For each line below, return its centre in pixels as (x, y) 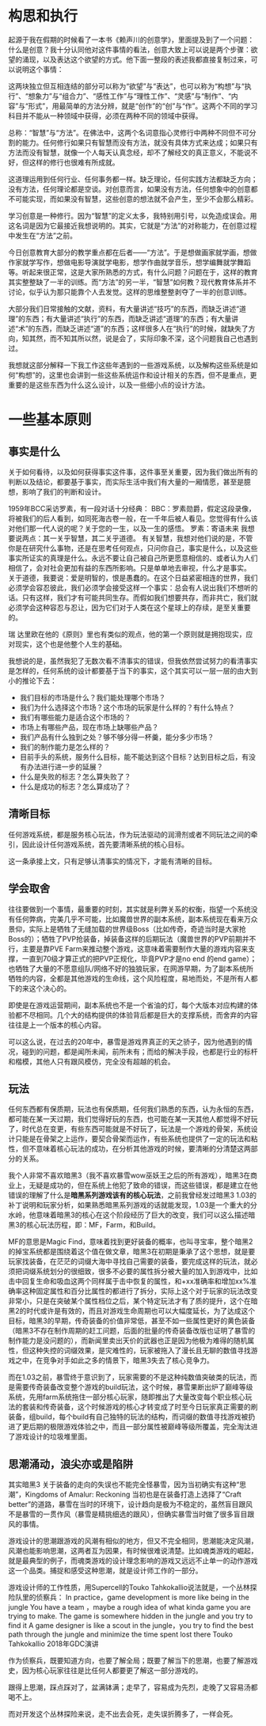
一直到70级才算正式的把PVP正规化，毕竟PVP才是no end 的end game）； (139, 958)
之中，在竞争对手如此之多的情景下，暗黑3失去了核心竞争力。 (114, 1360)
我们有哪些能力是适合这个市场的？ (75, 717)
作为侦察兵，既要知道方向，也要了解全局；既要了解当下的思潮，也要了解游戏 (133, 1661)
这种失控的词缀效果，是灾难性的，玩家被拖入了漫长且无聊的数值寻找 (140, 1351)
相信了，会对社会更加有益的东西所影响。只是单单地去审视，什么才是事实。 (129, 567)
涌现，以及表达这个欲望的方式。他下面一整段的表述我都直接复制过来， (136, 59)
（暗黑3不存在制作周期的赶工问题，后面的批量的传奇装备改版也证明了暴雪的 (132, 1331)
